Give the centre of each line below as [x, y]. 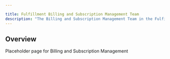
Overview [21, 39]
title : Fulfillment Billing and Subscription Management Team [72, 14]
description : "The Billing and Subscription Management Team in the [79, 19]
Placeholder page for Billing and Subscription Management [67, 51]
